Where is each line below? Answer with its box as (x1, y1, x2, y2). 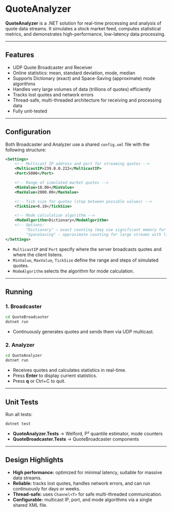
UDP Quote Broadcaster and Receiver (12, 64, 93, 70)
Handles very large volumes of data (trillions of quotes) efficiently (12, 86, 152, 92)
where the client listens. (12, 251, 63, 258)
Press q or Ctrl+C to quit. (12, 378, 66, 384)
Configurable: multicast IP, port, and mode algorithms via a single (12, 496, 153, 503)
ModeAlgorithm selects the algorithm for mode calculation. (12, 268, 135, 274)
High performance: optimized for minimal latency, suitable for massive (12, 469, 162, 475)
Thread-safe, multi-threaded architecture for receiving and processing (12, 97, 162, 103)
